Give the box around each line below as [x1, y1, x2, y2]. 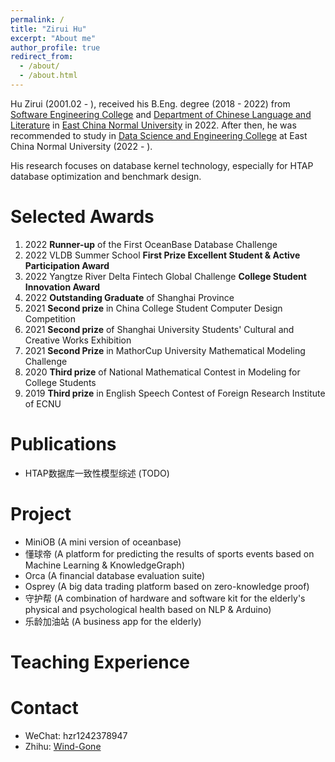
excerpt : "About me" [10, 33, 97, 43]
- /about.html [19, 71, 78, 81]
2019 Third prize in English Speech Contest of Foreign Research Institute [24, 387, 326, 399]
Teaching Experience [10, 651, 190, 673]
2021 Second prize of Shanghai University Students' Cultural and [24, 323, 295, 335]
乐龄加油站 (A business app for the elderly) [24, 615, 202, 627]
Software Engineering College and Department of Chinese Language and [10, 108, 312, 120]
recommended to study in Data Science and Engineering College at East [10, 129, 308, 141]
